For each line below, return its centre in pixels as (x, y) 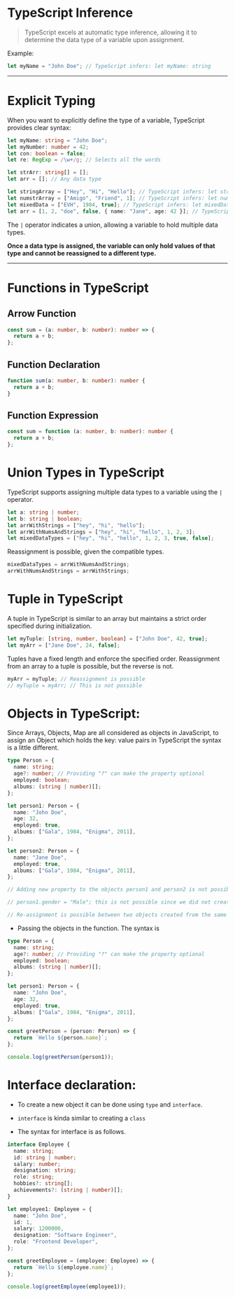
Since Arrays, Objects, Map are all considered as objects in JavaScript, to (113, 733)
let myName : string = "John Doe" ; (58, 140)
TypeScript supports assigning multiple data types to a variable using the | (115, 492)
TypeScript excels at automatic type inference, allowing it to (111, 32)
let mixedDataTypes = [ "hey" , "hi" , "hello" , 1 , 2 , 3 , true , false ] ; (111, 538)
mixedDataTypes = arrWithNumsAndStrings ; (69, 565)
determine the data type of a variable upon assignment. (105, 39)
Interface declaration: (72, 1085)
